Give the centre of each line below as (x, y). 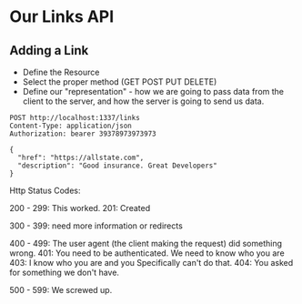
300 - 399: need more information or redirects (96, 226)
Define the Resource (61, 72)
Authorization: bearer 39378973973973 (83, 134)
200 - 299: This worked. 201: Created (80, 208)
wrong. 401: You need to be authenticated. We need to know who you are (147, 253)
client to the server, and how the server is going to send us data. (143, 101)
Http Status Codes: (45, 190)
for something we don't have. (65, 272)
